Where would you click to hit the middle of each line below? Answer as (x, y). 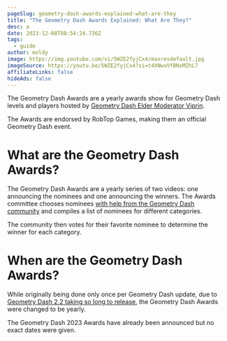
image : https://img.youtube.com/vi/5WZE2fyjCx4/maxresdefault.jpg (106, 59)
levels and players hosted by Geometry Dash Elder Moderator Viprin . (106, 106)
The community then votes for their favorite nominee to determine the (108, 225)
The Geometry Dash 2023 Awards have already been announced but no (111, 323)
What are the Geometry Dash (93, 155)
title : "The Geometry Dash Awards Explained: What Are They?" (100, 20)
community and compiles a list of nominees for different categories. (105, 211)
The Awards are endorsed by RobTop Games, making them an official (107, 119)
